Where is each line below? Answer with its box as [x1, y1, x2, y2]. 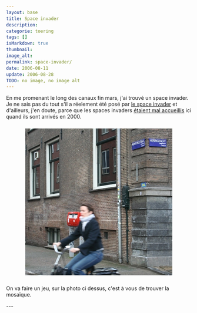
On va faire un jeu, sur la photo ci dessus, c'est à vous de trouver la [6, 285, 169, 292]
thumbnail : [6, 47, 33, 53]
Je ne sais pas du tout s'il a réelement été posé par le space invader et [6, 100, 178, 108]
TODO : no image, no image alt [6, 78, 81, 83]
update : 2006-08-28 [6, 71, 54, 78]
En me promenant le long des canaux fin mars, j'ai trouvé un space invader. [6, 95, 189, 102]
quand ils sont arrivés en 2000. [6, 113, 82, 120]
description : [6, 22, 38, 28]
